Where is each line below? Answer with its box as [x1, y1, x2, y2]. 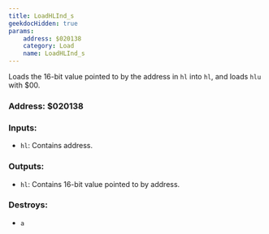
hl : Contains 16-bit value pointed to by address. [20, 179, 180, 189]
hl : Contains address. [20, 141, 93, 151]
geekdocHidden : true [8, 19, 79, 28]
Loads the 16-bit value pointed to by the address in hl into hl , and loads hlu [8, 72, 262, 81]
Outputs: [8, 161, 45, 172]
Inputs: [8, 122, 37, 134]
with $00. [8, 80, 41, 90]
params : [8, 27, 35, 35]
